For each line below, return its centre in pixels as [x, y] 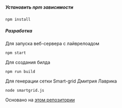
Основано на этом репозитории [40, 100]
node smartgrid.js [25, 90]
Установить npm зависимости [39, 7]
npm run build [20, 71]
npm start [16, 53]
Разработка [19, 31]
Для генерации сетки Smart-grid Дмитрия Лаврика [61, 81]
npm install [18, 19]
